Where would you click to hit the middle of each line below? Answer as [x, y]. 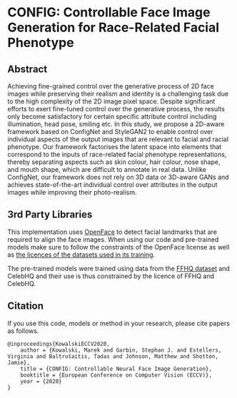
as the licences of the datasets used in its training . [81, 255]
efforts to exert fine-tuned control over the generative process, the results [116, 109]
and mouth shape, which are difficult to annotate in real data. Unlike [107, 169]
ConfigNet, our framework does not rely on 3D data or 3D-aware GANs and [118, 177]
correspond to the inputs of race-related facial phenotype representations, [117, 154]
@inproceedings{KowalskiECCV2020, [59, 344]
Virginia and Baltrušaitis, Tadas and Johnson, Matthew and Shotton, [113, 356]
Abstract [27, 69]
